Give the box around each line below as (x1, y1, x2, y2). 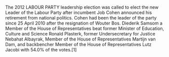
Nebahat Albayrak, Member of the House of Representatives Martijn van (5, 36, 156, 42)
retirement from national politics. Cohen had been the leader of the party (5, 15, 157, 20)
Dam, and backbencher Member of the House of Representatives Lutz (5, 41, 152, 47)
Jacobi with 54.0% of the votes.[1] (5, 47, 77, 52)
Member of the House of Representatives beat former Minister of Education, (5, 25, 164, 31)
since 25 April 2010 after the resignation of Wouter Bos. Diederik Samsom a (5, 20, 163, 26)
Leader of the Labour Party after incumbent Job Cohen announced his (5, 9, 152, 15)
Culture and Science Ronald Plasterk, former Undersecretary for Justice (5, 31, 155, 36)
